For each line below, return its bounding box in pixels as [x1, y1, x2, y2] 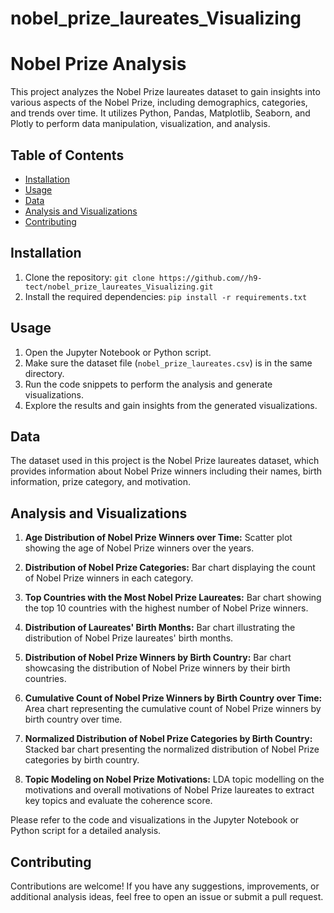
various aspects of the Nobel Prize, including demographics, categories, [10, 97, 308, 109]
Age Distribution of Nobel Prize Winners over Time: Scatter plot [24, 532, 293, 544]
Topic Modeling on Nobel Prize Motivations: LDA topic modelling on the [24, 773, 325, 786]
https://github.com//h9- [158, 273, 263, 283]
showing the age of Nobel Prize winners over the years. [24, 542, 255, 554]
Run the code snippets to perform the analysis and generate [24, 378, 273, 390]
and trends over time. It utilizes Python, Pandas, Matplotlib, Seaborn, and [10, 107, 311, 119]
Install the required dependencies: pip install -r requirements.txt [24, 290, 308, 302]
